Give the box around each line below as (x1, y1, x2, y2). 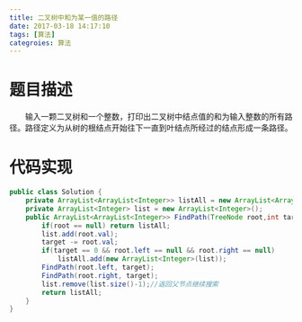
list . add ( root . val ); (41, 229, 119, 238)
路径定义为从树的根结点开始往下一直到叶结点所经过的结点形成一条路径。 (24, 122, 293, 133)
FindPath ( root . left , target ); (41, 263, 155, 272)
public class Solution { (9, 188, 102, 197)
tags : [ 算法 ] (9, 30, 56, 39)
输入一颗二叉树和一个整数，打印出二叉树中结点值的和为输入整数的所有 (25, 112, 285, 122)
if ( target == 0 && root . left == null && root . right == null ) (41, 246, 276, 255)
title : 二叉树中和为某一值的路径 (9, 13, 119, 22)
